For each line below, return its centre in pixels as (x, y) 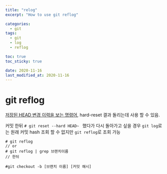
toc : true (16, 56)
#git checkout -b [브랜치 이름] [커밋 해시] (48, 167)
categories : (18, 24)
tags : (11, 33)
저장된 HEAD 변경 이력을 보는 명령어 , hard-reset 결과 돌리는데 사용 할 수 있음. (83, 115)
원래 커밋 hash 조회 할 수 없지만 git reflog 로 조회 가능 (65, 132)
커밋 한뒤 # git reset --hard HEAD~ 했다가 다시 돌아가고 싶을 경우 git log (82, 126)
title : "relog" (21, 10)
